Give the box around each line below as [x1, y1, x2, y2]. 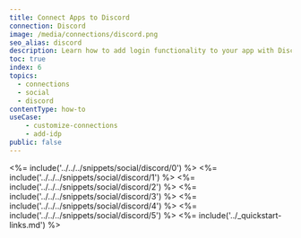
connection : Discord [9, 21, 87, 30]
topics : [9, 72, 39, 81]
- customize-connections [25, 122, 118, 131]
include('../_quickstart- [198, 209, 282, 220]
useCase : [9, 113, 42, 122]
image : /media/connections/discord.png [9, 30, 159, 38]
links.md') [9, 219, 47, 230]
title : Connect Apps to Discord [9, 13, 130, 22]
